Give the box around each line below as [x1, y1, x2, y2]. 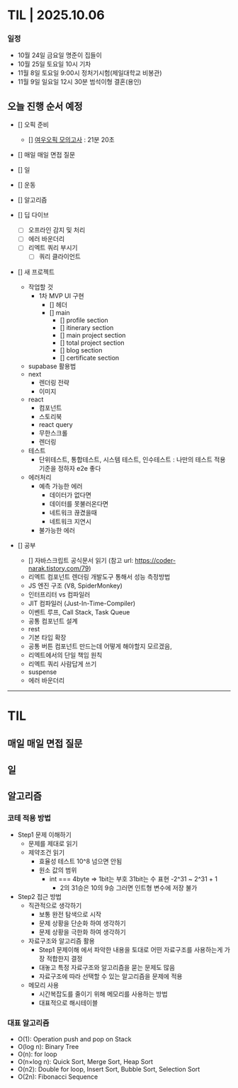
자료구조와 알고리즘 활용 [28, 937, 96, 945]
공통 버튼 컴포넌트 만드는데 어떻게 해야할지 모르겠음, [28, 641, 172, 651]
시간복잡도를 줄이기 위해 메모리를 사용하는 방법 [38, 990, 168, 998]
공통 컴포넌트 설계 [28, 617, 78, 625]
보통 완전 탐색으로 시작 [38, 910, 102, 919]
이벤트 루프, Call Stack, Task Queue [28, 607, 130, 616]
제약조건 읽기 [28, 848, 65, 857]
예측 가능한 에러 [38, 481, 83, 490]
